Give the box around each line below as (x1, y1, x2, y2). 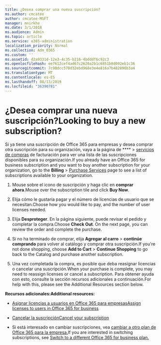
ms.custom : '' (5, 52, 34, 57)
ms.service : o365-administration (5, 39, 73, 44)
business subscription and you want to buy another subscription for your (5, 162, 150, 168)
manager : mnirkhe (5, 20, 40, 26)
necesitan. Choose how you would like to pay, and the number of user (12, 202, 150, 207)
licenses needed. (12, 207, 46, 213)
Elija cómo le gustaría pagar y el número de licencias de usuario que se (12, 196, 154, 202)
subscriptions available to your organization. (5, 172, 93, 178)
